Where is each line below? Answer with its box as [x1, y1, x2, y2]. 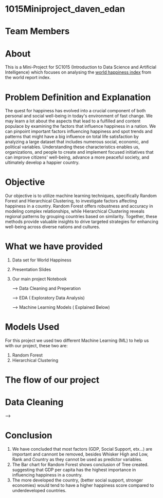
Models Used [5, 321, 59, 333]
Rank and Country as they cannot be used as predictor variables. [12, 457, 143, 462]
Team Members [5, 26, 70, 37]
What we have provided [5, 241, 103, 252]
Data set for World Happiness [12, 257, 72, 263]
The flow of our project [5, 375, 100, 386]
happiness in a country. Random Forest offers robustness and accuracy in [5, 203, 153, 209]
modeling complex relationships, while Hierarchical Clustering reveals [5, 208, 145, 214]
